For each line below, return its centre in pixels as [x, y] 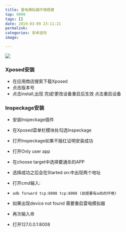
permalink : [16, 28]
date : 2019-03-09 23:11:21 [33, 24]
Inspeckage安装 [25, 108]
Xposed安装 [20, 69]
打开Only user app [31, 151]
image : [12, 38]
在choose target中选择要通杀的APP [48, 162]
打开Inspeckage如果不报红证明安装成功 [53, 141]
